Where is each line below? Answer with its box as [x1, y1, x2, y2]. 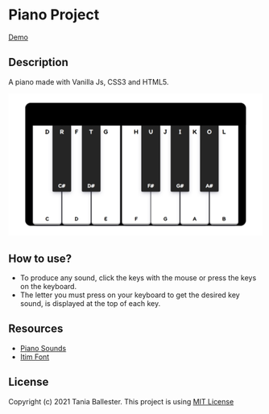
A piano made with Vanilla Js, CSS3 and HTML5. [8, 77, 169, 86]
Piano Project [8, 6, 100, 24]
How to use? [8, 251, 72, 265]
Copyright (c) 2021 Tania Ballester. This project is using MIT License [8, 396, 234, 406]
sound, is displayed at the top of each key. [19, 299, 161, 308]
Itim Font [19, 352, 50, 362]
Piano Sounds [19, 343, 67, 353]
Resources [8, 322, 64, 336]
